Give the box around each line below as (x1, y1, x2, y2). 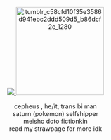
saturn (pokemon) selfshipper (12, 110, 99, 117)
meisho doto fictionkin (22, 117, 89, 125)
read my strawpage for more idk (8, 125, 103, 133)
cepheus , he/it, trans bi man (14, 102, 97, 110)
